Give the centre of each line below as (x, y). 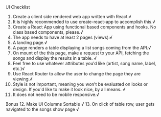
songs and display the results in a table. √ (55, 58)
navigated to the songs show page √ (42, 109)
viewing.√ (23, 79)
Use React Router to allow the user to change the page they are (77, 74)
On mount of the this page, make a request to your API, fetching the (81, 53)
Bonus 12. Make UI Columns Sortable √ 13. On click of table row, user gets (80, 104)
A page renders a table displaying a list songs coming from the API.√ (82, 48)
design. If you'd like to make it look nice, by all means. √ (69, 89)
